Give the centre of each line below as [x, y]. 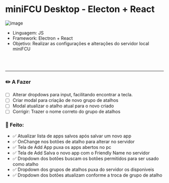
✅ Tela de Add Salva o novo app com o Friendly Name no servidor [81, 153]
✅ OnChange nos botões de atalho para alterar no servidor [73, 141]
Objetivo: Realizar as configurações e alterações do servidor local [81, 43]
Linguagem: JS [28, 33]
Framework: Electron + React [43, 38]
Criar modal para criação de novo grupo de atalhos [65, 100]
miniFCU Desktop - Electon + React [80, 9]
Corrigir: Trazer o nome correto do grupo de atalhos [66, 112]
